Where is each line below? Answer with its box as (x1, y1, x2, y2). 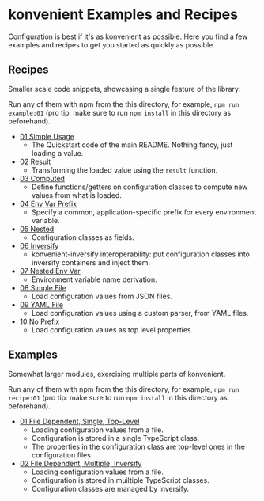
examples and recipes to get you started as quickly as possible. (8, 40, 215, 49)
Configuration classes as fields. (31, 232, 134, 242)
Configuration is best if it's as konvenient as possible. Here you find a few (8, 32, 248, 41)
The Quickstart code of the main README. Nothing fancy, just (31, 140, 233, 150)
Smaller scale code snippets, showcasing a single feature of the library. (8, 84, 241, 93)
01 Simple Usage (19, 131, 75, 141)
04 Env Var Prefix (19, 199, 77, 208)
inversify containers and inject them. (31, 257, 151, 267)
